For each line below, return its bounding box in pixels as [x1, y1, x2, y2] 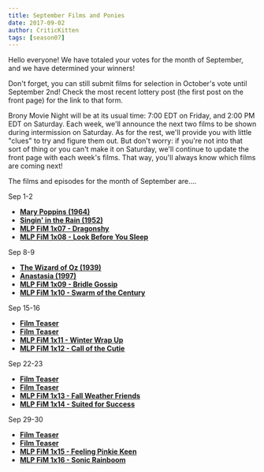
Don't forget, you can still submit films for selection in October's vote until [8, 79, 247, 88]
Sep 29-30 [8, 415, 43, 425]
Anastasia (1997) [19, 272, 76, 281]
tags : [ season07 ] [8, 33, 65, 42]
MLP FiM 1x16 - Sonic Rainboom [19, 455, 126, 465]
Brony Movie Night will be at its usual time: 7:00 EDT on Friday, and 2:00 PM [8, 111, 255, 121]
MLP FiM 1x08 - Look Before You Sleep [19, 232, 149, 242]
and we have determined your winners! [8, 64, 136, 73]
